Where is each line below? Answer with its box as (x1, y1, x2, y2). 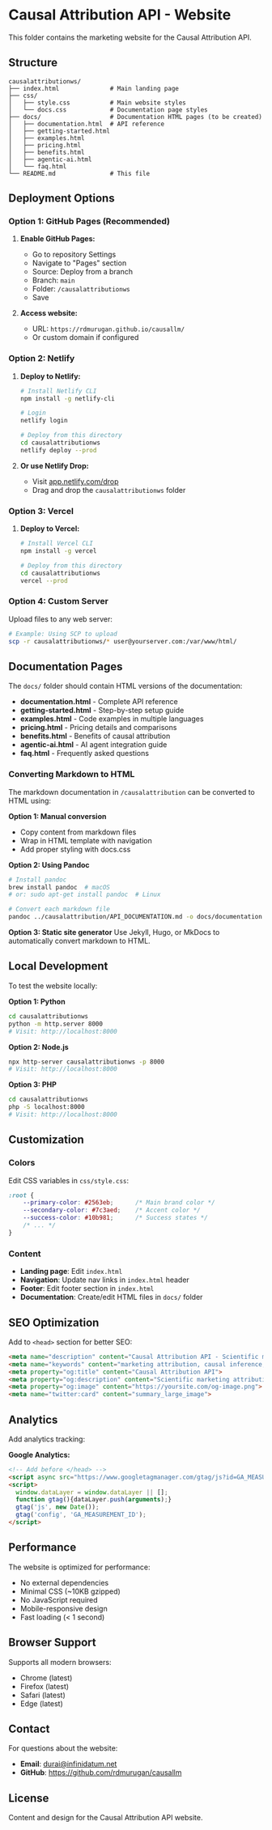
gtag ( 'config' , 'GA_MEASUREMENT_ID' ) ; (15, 1511, 147, 1519)
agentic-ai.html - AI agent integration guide (19, 740, 168, 749)
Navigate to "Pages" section (32, 258, 127, 268)
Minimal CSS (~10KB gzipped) (19, 1586, 121, 1596)
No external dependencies (19, 1577, 109, 1587)
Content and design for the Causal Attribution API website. (8, 1813, 203, 1823)
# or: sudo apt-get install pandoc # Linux (8, 890, 161, 899)
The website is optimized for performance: (8, 1562, 151, 1572)
